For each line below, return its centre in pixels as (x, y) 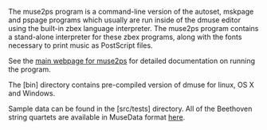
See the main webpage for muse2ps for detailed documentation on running (132, 61)
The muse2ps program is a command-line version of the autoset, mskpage (131, 12)
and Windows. (32, 93)
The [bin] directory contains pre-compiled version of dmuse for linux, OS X (132, 85)
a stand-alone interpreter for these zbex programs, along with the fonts (125, 37)
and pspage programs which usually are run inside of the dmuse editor (125, 20)
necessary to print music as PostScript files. (80, 45)
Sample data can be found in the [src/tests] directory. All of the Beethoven (130, 108)
